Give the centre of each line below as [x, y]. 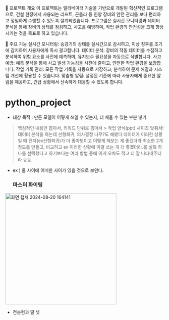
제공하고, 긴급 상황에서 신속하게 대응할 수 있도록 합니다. [69, 82]
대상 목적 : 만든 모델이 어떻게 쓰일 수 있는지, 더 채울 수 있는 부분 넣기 [79, 117]
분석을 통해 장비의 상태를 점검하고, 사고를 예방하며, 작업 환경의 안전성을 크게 [80, 27]
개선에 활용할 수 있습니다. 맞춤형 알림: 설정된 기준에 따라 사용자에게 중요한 [83, 76]
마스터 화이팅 [27, 185]
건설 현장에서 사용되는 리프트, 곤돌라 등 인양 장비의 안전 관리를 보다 [82, 14]
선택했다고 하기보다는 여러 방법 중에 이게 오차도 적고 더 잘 [83, 153]
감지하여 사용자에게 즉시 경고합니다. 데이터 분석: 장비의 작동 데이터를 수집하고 [87, 50]
